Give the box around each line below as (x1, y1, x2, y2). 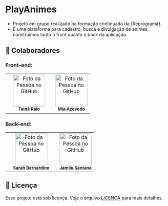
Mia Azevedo (57, 106, 86, 112)
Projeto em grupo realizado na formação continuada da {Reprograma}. (12, 20, 162, 27)
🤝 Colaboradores (5, 46, 60, 55)
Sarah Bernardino (13, 165, 50, 171)
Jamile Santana (59, 165, 92, 171)
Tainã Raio (18, 106, 40, 112)
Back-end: (5, 120, 32, 128)
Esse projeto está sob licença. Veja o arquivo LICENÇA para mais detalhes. (5, 195, 163, 201)
